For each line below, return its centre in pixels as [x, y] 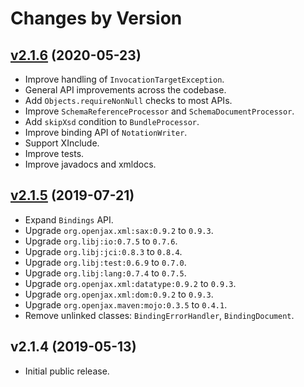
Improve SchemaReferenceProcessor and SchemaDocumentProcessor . [159, 111]
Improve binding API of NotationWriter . [106, 132]
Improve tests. [54, 153]
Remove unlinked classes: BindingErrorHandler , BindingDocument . [159, 315]
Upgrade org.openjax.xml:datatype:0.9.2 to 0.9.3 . [130, 283]
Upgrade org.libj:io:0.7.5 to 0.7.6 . [101, 241]
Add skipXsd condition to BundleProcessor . [112, 121]
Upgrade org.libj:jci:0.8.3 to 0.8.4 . [103, 251]
